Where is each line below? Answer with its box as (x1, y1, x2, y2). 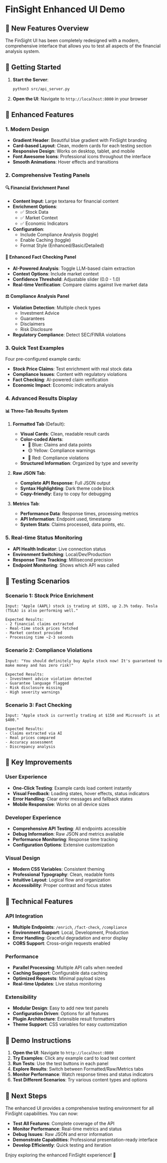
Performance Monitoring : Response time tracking (12, 836, 118, 842)
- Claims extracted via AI (5, 730, 62, 736)
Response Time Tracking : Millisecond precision (12, 557, 113, 563)
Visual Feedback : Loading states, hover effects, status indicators (12, 790, 150, 796)
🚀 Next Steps (5, 1092, 47, 1100)
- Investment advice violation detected (5, 676, 92, 681)
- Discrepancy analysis (5, 744, 56, 749)
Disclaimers (20, 320, 45, 327)
